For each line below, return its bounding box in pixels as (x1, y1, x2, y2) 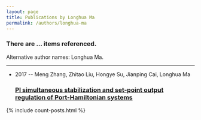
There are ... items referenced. (6, 40, 97, 48)
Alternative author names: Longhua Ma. (6, 53, 103, 61)
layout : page (6, 8, 39, 15)
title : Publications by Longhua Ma (6, 14, 95, 20)
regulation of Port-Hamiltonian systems (14, 93, 133, 101)
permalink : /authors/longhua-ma (6, 20, 87, 26)
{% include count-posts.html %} (6, 106, 86, 114)
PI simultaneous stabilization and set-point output (14, 85, 164, 94)
